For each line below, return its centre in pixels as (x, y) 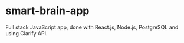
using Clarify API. (27, 33)
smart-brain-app (47, 11)
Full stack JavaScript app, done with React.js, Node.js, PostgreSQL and (92, 27)
